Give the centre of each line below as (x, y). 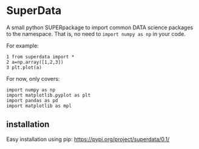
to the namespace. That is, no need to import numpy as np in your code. (96, 33)
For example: (23, 46)
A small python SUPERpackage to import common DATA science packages (100, 27)
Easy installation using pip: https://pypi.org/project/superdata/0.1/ (88, 139)
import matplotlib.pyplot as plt (49, 95)
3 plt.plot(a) (24, 68)
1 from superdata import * (40, 57)
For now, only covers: (33, 78)
